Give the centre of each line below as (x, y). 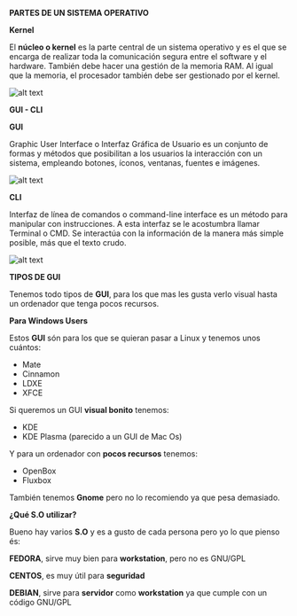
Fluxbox (36, 480)
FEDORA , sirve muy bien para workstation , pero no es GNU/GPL (128, 558)
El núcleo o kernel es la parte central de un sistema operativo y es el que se (148, 47)
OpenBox (39, 471)
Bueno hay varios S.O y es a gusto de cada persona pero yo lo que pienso (145, 532)
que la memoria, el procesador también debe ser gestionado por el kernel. (145, 75)
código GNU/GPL (41, 602)
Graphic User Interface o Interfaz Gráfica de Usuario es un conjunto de (139, 144)
